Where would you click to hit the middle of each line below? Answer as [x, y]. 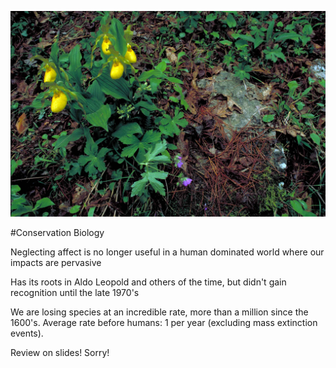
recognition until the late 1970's [75, 293]
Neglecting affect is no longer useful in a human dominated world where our [167, 252]
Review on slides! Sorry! [60, 353]
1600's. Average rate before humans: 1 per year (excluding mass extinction [164, 323]
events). [27, 333]
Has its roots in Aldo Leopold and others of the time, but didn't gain [148, 282]
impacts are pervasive [56, 263]
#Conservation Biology [57, 233]
